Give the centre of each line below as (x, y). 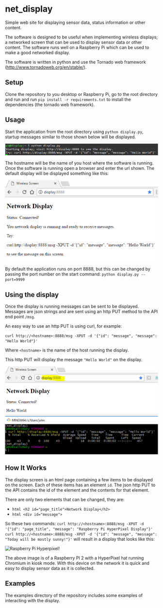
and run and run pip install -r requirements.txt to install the (68, 99)
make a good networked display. (38, 53)
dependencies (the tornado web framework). (50, 104)
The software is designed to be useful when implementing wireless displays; (81, 37)
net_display (29, 9)
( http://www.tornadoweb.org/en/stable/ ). (46, 67)
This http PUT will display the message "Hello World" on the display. (74, 360)
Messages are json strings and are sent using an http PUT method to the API (81, 312)
